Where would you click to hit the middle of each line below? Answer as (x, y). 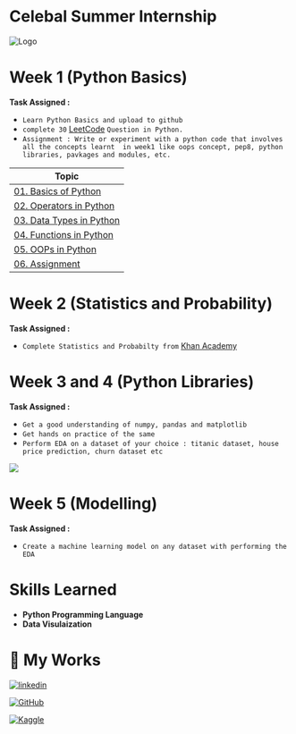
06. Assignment (47, 264)
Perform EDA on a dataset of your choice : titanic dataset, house (150, 443)
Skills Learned (63, 590)
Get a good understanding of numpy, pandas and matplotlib (135, 425)
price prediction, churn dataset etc (93, 451)
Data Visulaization (57, 624)
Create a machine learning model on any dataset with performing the (155, 546)
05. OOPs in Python (55, 249)
